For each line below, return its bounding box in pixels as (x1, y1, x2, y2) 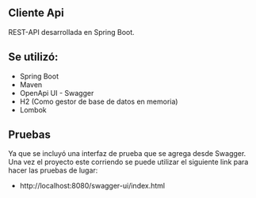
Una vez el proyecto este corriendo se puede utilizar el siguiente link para (8, 158, 249, 167)
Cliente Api (8, 6, 65, 20)
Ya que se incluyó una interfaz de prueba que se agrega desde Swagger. (8, 149, 246, 158)
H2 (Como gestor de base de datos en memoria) (19, 97, 178, 106)
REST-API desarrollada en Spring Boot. (8, 27, 135, 36)
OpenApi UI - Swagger (19, 88, 94, 97)
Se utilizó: (8, 51, 59, 64)
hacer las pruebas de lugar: (8, 166, 98, 175)
